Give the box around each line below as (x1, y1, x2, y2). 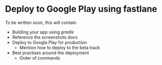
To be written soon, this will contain (5, 20, 77, 25)
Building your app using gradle (12, 29, 74, 35)
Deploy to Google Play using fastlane (5, 3, 158, 15)
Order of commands (19, 55, 60, 61)
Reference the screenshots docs (12, 34, 78, 40)
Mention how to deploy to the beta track (19, 44, 100, 50)
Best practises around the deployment (12, 50, 89, 56)
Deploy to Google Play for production (12, 39, 87, 45)
